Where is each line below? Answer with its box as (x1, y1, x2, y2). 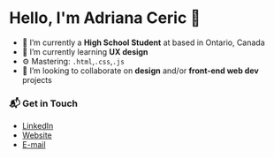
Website (21, 130, 53, 140)
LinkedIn (21, 121, 54, 132)
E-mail (21, 139, 46, 150)
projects (21, 74, 53, 85)
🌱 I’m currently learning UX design (21, 46, 148, 56)
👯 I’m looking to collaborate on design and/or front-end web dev (21, 65, 259, 76)
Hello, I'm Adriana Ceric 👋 (9, 8, 202, 28)
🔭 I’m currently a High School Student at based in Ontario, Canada (21, 37, 265, 48)
